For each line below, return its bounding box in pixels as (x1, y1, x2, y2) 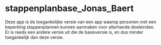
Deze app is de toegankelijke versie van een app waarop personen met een (5, 19, 157, 25)
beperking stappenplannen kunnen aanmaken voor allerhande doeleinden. (5, 24, 155, 30)
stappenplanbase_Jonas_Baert (5, 3, 134, 14)
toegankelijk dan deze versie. (5, 34, 64, 40)
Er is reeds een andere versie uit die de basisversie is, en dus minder (5, 29, 143, 35)
